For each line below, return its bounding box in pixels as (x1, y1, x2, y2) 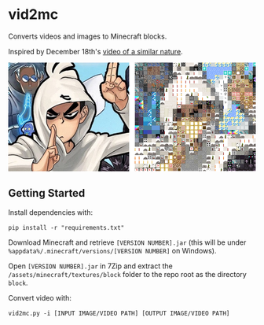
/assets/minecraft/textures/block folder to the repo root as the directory (8, 269, 247, 279)
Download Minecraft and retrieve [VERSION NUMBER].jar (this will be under (8, 238, 247, 247)
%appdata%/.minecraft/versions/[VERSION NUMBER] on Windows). (8, 246, 218, 255)
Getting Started (8, 187, 86, 200)
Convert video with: (8, 293, 72, 302)
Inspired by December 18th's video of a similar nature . (8, 46, 183, 56)
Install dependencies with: (8, 207, 93, 217)
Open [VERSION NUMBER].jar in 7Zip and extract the (8, 261, 173, 271)
